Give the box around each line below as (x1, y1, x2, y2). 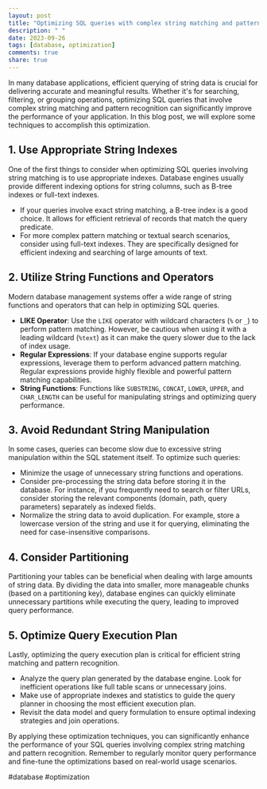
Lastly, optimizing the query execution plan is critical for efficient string (8, 650, 241, 659)
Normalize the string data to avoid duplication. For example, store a (19, 510, 240, 520)
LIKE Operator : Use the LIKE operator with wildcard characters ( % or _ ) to (19, 315, 259, 325)
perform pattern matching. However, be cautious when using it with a (19, 324, 247, 334)
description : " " (8, 26, 66, 34)
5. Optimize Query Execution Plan (8, 628, 178, 642)
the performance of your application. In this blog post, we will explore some (8, 111, 256, 121)
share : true (8, 57, 48, 64)
